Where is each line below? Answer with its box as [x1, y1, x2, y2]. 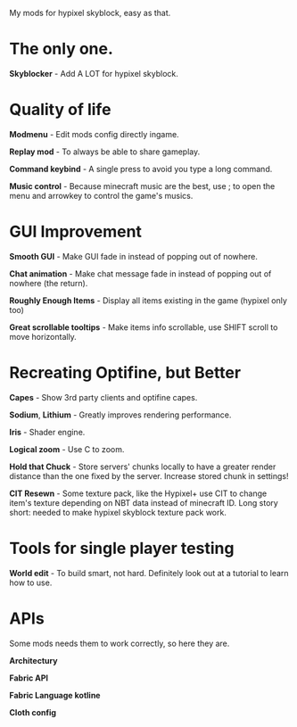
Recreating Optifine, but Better [9, 363, 242, 383]
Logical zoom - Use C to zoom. [9, 443, 125, 454]
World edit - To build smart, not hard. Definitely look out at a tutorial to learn [9, 567, 289, 578]
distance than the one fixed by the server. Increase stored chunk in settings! [9, 470, 289, 481]
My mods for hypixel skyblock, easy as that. [9, 8, 171, 18]
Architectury [9, 655, 58, 665]
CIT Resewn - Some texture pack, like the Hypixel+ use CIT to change [9, 488, 268, 499]
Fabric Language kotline [9, 690, 101, 700]
